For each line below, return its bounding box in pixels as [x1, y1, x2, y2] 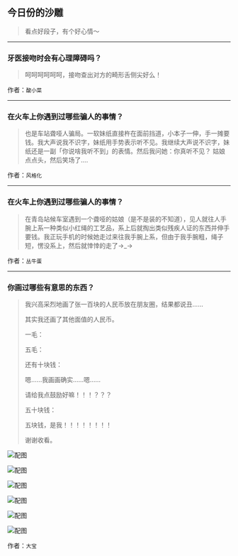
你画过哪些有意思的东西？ [7, 283, 95, 293]
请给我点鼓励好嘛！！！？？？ [24, 391, 112, 399]
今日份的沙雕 [7, 6, 64, 19]
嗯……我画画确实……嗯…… [24, 376, 101, 383]
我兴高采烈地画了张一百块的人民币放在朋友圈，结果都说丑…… [24, 300, 203, 308]
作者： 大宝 [7, 542, 37, 550]
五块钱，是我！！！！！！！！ [24, 421, 112, 429]
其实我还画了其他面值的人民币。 [24, 315, 118, 323]
